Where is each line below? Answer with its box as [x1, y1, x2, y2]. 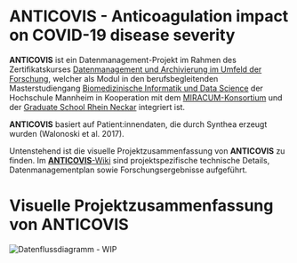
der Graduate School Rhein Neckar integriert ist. [9, 101, 185, 112]
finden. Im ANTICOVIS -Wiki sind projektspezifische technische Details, [9, 155, 270, 165]
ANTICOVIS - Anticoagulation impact [9, 6, 289, 27]
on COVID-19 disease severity [9, 25, 236, 45]
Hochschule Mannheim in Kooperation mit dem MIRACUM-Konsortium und [9, 92, 283, 103]
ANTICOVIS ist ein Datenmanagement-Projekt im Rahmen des [9, 54, 237, 65]
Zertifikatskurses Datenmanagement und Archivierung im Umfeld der [9, 64, 262, 75]
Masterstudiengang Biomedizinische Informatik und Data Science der [9, 83, 264, 93]
